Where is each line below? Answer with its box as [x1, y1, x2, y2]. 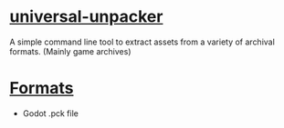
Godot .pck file [22, 107, 79, 119]
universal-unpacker [9, 6, 163, 27]
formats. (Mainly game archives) [9, 45, 131, 56]
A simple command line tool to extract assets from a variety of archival [9, 36, 276, 47]
